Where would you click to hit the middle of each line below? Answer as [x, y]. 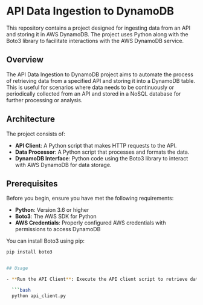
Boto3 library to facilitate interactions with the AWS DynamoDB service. [95, 41]
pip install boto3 [29, 252]
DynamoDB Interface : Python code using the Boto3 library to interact [101, 158]
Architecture [31, 119]
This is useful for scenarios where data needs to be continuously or [90, 87]
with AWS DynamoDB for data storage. [63, 165]
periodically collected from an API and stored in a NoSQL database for [94, 93]
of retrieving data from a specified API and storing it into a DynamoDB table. [101, 80]
